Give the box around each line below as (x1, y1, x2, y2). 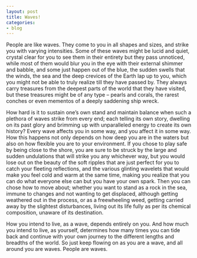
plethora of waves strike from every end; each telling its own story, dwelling (6, 115, 191, 123)
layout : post (6, 8, 38, 15)
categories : (6, 19, 35, 25)
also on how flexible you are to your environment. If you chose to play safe (6, 140, 188, 147)
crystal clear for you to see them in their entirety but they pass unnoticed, (6, 54, 185, 61)
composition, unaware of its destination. (6, 209, 104, 216)
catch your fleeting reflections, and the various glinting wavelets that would (6, 166, 189, 173)
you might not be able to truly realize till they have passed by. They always (6, 79, 187, 86)
